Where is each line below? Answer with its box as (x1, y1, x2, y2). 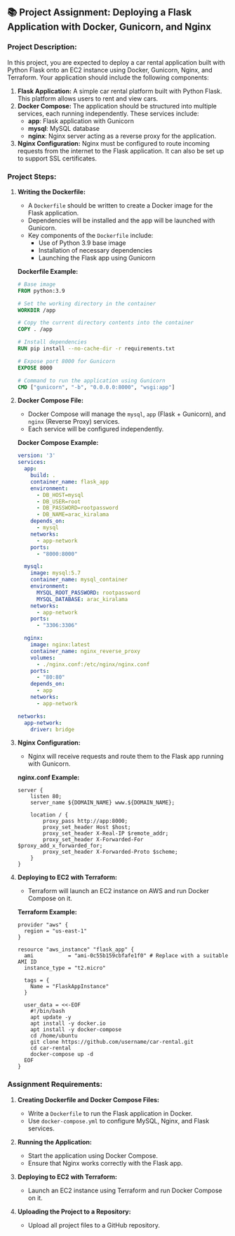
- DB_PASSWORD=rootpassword (36, 505, 119, 512)
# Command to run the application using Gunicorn (17, 377, 166, 384)
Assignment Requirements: (7, 1080, 103, 1090)
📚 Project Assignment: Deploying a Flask (7, 6, 192, 18)
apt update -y (30, 1014, 72, 1021)
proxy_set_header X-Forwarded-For (43, 836, 144, 843)
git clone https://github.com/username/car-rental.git (30, 1038, 194, 1046)
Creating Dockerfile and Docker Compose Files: (17, 1095, 160, 1104)
